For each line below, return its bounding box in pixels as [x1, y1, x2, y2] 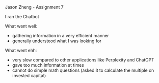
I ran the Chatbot [5, 14, 39, 19]
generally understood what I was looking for [12, 38, 102, 44]
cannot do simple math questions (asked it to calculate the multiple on [12, 67, 154, 73]
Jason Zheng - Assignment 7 [5, 4, 64, 10]
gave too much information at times [12, 62, 84, 68]
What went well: [5, 23, 38, 29]
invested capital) [12, 73, 46, 78]
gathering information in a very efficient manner [12, 33, 109, 38]
